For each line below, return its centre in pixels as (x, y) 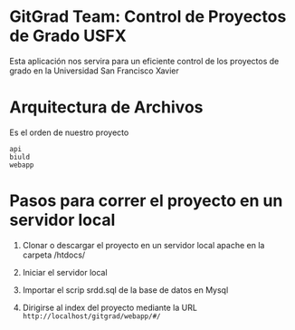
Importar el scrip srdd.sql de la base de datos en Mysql (125, 290)
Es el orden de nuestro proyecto (69, 132)
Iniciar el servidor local (65, 272)
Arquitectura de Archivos (106, 107)
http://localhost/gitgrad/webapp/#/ (91, 316)
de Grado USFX (68, 36)
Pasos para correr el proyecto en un (146, 201)
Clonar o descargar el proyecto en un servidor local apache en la (143, 245)
